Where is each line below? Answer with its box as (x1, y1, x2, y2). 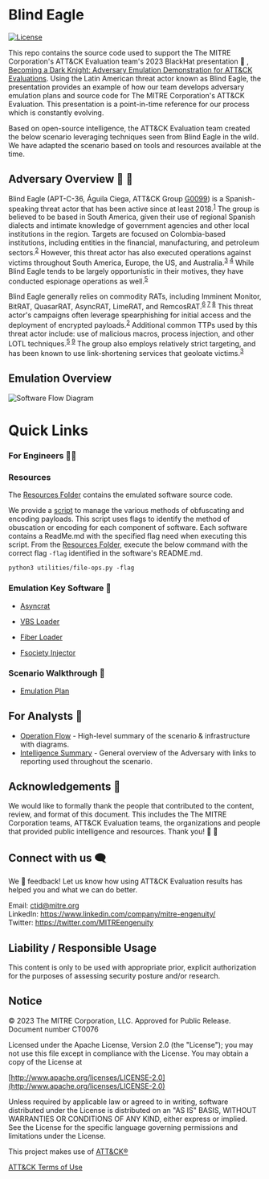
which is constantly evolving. (8, 107, 104, 118)
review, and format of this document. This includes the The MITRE (8, 809, 227, 819)
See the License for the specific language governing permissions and (8, 1122, 238, 1132)
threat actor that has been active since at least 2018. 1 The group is (39, 202, 259, 213)
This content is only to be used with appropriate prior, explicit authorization (8, 962, 257, 972)
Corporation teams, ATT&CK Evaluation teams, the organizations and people (8, 818, 261, 828)
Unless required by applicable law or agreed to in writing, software (8, 1097, 229, 1107)
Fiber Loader (19, 632, 63, 642)
